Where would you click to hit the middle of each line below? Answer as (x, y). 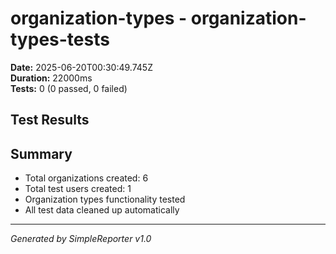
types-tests (60, 39)
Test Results (50, 120)
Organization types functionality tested (105, 199)
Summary (41, 153)
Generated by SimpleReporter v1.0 (81, 239)
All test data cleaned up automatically (102, 210)
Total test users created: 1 (78, 189)
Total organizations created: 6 (86, 178)
